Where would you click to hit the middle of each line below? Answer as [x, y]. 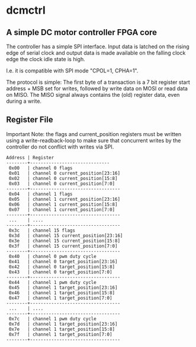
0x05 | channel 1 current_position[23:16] [64, 199]
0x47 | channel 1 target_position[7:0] [60, 298]
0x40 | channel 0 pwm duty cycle [52, 256]
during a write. [24, 101]
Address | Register [30, 157]
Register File [30, 120]
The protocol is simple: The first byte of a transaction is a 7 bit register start [98, 82]
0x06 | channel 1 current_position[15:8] [63, 204]
